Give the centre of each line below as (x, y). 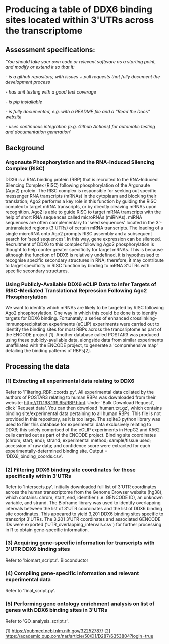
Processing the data (37, 367)
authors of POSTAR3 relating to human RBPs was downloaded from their (81, 397)
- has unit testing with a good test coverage (51, 92)
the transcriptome (44, 31)
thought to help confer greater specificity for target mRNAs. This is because (84, 249)
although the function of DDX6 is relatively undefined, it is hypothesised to (82, 255)
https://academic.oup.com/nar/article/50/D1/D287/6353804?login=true (79, 636)
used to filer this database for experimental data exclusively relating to (78, 424)
